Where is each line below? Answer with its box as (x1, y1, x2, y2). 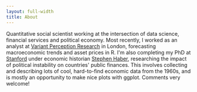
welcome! (6, 80, 30, 87)
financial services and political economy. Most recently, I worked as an (6, 36, 178, 43)
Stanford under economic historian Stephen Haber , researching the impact (6, 55, 187, 62)
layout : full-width (6, 8, 54, 15)
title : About (6, 14, 38, 20)
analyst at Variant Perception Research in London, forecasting (6, 42, 156, 50)
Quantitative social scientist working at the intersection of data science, (6, 30, 179, 37)
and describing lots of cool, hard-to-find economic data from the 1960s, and (6, 67, 191, 74)
